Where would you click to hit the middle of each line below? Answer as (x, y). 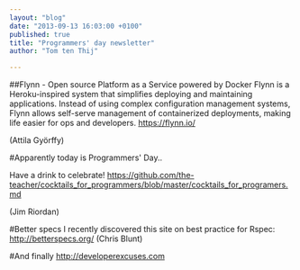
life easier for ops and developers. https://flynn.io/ (103, 123)
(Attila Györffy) (37, 140)
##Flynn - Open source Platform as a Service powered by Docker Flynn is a (150, 85)
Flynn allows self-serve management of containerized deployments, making (150, 113)
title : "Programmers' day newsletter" (82, 43)
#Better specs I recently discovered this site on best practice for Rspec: (142, 229)
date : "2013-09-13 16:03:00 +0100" (76, 26)
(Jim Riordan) (35, 211)
